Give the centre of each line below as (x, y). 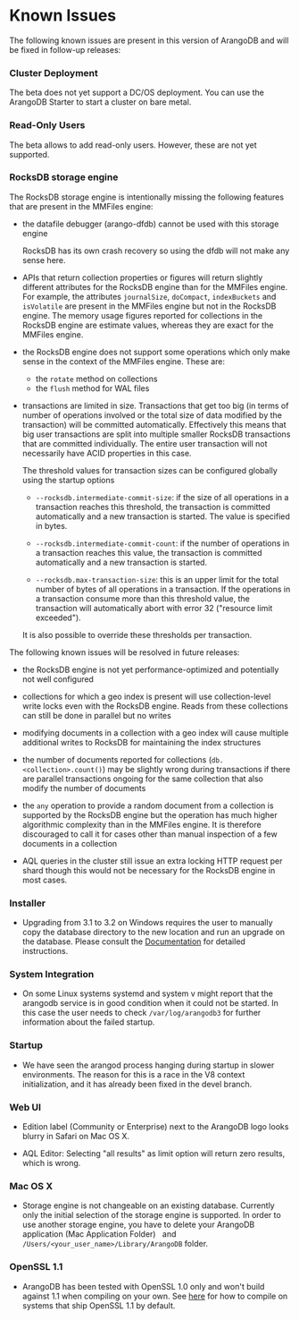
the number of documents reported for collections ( (117, 759)
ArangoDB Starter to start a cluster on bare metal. (100, 102)
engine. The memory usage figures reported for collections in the (142, 315)
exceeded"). (58, 617)
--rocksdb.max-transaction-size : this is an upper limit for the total (157, 579)
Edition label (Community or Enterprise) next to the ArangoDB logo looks (155, 1127)
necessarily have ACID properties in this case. (107, 453)
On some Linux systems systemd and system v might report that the (148, 993)
